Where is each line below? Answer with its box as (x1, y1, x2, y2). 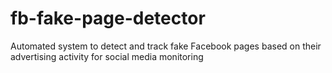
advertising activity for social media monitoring (10, 50, 204, 62)
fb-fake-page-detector (10, 7, 206, 30)
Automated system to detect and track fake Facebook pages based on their (10, 40, 322, 52)
